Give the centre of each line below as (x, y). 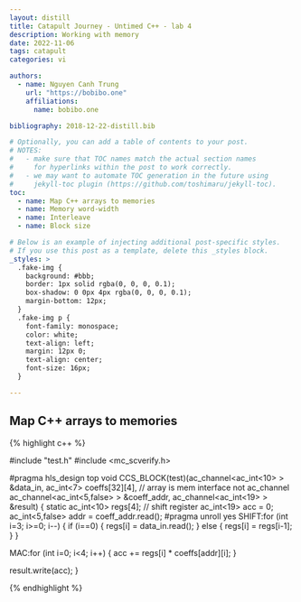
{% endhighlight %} (46, 588)
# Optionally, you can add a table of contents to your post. (129, 142)
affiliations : (52, 101)
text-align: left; (60, 343)
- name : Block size (54, 227)
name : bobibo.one (66, 109)
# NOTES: (26, 151)
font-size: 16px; (58, 368)
